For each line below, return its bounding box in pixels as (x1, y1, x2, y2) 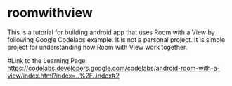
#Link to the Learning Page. (7, 56, 88, 64)
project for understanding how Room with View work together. (7, 43, 188, 51)
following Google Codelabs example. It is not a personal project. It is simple (7, 35, 226, 43)
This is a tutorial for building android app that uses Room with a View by (7, 28, 216, 36)
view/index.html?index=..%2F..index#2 (7, 71, 120, 80)
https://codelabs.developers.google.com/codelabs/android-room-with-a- (7, 64, 220, 72)
